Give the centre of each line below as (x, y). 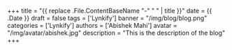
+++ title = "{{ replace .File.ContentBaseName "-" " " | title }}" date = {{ (110, 11)
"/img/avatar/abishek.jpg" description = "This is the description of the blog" (116, 33)
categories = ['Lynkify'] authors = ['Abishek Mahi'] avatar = (93, 25)
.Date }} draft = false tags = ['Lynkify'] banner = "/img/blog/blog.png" (107, 18)
